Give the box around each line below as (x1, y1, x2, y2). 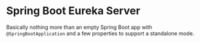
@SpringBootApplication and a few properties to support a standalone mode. (6, 29, 195, 37)
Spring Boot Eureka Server (6, 4, 140, 18)
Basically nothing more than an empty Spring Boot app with (6, 24, 152, 31)
